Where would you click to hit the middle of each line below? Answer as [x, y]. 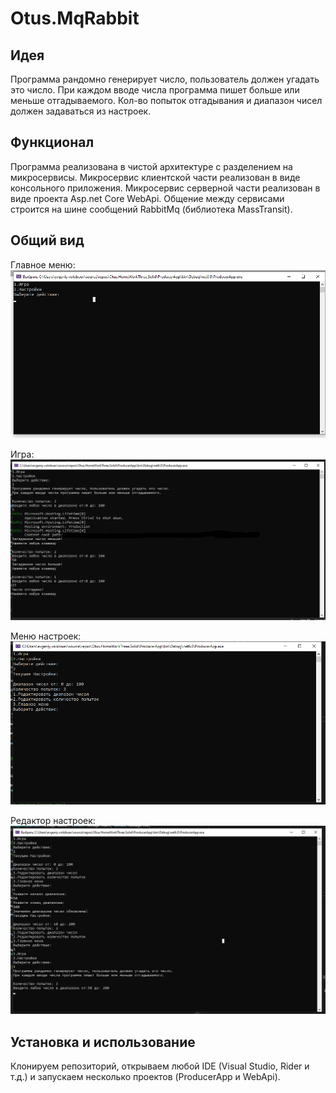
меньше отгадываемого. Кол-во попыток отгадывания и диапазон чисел [166, 100]
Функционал [52, 142]
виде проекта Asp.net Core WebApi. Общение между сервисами [147, 198]
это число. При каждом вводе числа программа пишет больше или [155, 90]
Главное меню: [43, 264]
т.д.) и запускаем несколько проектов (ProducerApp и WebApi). [145, 1077]
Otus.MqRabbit [75, 18]
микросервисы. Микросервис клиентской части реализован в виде [155, 177]
